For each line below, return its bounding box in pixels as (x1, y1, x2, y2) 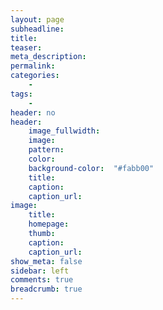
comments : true (10, 275, 74, 285)
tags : (10, 89, 33, 99)
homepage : (28, 219, 70, 230)
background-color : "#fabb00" (28, 163, 155, 173)
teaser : (10, 42, 43, 53)
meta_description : (10, 52, 87, 62)
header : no (10, 107, 56, 118)
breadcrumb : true (10, 284, 83, 295)
